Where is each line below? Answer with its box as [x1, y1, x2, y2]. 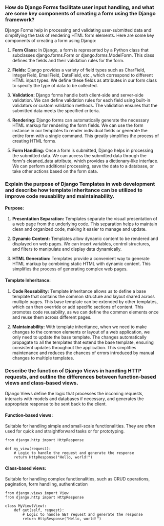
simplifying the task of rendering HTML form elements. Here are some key [5, 32, 155, 38]
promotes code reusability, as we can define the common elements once [12, 309, 159, 315]
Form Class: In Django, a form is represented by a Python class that [12, 47, 149, 53]
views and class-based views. [5, 379, 79, 386]
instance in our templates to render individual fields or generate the [12, 128, 148, 134]
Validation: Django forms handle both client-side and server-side [12, 92, 144, 98]
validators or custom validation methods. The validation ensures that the [12, 102, 158, 109]
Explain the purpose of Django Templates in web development [5, 181, 155, 188]
